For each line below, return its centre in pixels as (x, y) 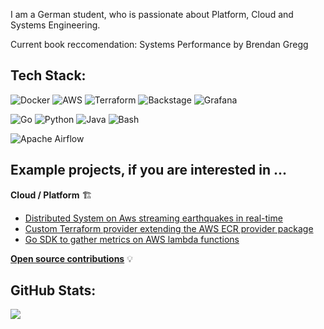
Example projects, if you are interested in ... (148, 170)
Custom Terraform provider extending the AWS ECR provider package (169, 228)
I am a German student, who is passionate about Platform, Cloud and (152, 14)
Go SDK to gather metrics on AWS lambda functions (132, 239)
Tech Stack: (48, 75)
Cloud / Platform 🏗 (51, 195)
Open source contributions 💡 (71, 258)
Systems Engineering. (55, 25)
